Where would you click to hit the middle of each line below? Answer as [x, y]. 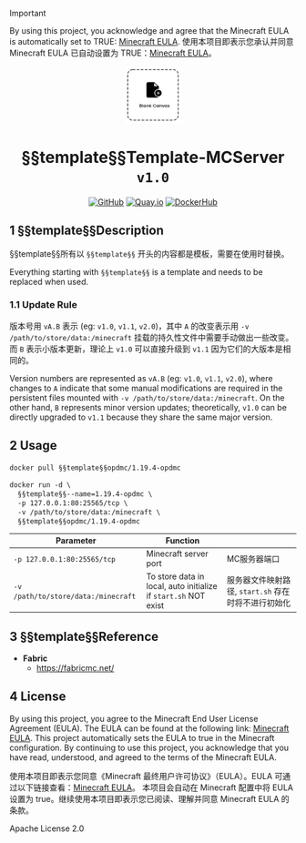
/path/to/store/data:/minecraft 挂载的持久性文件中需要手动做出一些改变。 [152, 337]
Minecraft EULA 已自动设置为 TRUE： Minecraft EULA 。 [113, 53]
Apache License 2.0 [47, 828]
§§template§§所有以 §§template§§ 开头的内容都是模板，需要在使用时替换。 [149, 253]
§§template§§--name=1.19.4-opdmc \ [85, 494]
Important [28, 13]
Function [183, 541]
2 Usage [33, 446]
